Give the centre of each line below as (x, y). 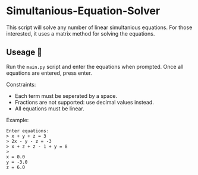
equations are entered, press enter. (49, 73)
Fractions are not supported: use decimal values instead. (84, 102)
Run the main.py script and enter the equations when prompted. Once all (95, 66)
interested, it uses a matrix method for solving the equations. (81, 33)
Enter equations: (28, 131)
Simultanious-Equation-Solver (83, 11)
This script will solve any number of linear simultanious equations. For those (99, 27)
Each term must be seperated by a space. (66, 96)
